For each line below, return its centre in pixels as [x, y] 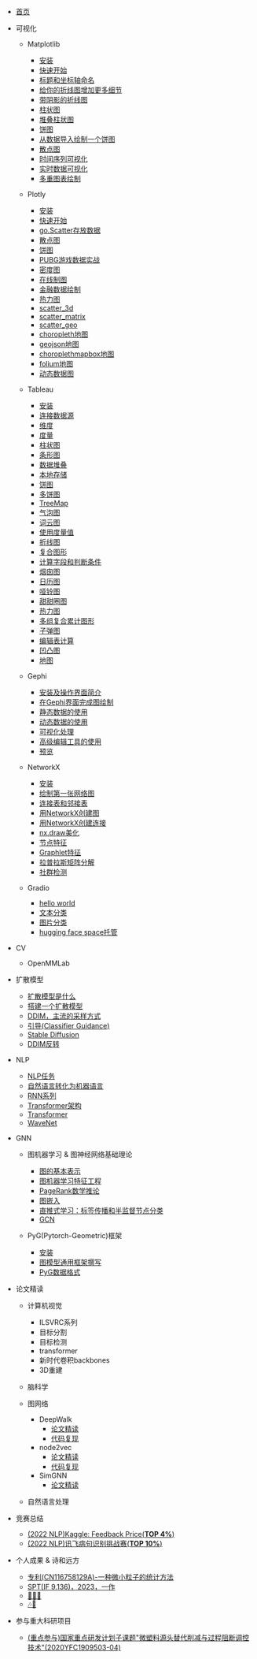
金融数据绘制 [60, 289]
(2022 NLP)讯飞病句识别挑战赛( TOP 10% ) [95, 1544]
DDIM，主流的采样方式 [64, 1016]
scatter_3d [56, 308]
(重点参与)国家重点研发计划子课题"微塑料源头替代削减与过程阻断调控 [138, 1637]
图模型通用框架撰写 [70, 1262]
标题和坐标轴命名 [67, 80]
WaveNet [42, 1123]
